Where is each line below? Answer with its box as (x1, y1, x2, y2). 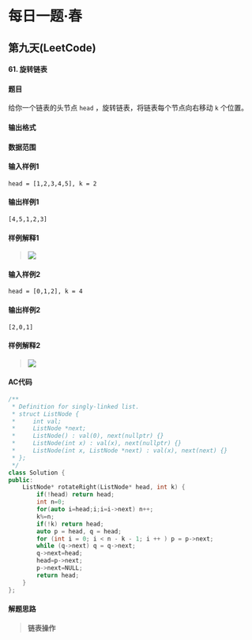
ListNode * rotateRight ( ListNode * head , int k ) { (22, 483, 186, 492)
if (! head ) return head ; (36, 491, 115, 499)
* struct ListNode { (11, 410, 80, 418)
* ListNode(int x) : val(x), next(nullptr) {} (11, 440, 182, 447)
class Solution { (8, 469, 66, 477)
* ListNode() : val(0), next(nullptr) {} (11, 432, 164, 440)
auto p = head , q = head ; (36, 527, 122, 535)
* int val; (11, 417, 62, 425)
